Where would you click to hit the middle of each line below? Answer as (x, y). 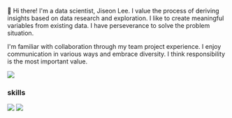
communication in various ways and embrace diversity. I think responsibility (116, 54)
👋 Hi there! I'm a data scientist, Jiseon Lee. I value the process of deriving (113, 11)
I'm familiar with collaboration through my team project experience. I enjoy (114, 46)
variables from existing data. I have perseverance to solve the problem (109, 25)
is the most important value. (48, 61)
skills (16, 92)
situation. (21, 33)
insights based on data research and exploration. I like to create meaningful (116, 18)
